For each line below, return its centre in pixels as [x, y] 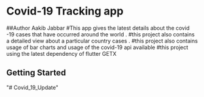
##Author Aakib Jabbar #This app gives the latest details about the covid [98, 28]
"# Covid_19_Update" [33, 87]
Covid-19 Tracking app [65, 11]
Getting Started [36, 73]
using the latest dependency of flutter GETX [62, 53]
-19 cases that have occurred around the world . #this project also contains [100, 34]
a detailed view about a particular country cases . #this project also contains [102, 41]
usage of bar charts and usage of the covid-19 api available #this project [97, 47]
